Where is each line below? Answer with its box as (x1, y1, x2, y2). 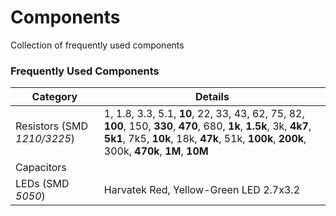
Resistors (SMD (15, 119, 89, 133)
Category (31, 90, 78, 104)
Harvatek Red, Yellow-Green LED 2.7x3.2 (103, 183, 301, 197)
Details (194, 90, 230, 104)
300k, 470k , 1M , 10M (103, 144, 209, 158)
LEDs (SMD (15, 177, 70, 191)
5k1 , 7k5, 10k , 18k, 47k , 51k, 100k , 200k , (103, 132, 307, 146)
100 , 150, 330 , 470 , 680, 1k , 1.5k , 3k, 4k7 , (103, 119, 312, 133)
